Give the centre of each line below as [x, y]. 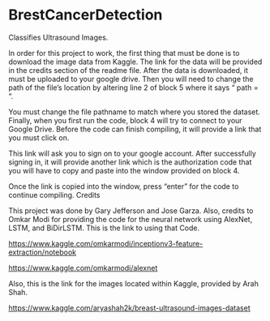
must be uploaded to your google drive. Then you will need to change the [131, 79]
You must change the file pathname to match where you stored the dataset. [135, 112]
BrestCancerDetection [86, 15]
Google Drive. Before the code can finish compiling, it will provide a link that [135, 129]
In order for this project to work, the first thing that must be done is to [124, 53]
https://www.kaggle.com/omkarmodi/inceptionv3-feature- [106, 243]
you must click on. [39, 137]
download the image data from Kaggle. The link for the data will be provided [135, 62]
